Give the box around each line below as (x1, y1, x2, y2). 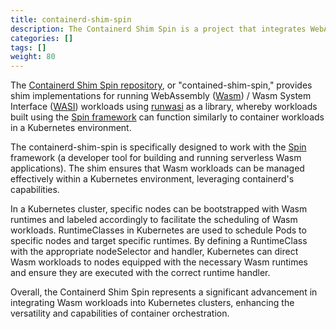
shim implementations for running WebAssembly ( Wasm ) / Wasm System (10, 90, 312, 102)
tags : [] (10, 42, 47, 53)
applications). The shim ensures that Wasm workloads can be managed (10, 162, 305, 175)
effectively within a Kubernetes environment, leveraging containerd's (10, 173, 295, 185)
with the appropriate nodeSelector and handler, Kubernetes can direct (10, 246, 299, 258)
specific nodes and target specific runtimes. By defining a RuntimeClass (10, 235, 308, 247)
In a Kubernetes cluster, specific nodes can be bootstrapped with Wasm (10, 203, 308, 215)
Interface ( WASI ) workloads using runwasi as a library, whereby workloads (10, 101, 318, 113)
